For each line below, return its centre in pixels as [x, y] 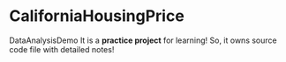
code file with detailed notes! [62, 49]
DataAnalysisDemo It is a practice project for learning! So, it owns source [143, 40]
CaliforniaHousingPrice [97, 16]
